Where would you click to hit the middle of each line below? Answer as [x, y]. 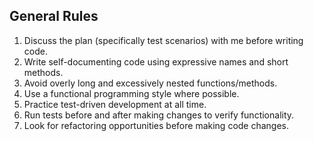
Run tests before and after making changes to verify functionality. [159, 115]
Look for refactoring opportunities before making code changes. [156, 125]
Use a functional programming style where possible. [131, 93]
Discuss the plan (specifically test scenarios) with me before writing [163, 40]
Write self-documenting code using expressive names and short [156, 61]
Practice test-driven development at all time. [115, 104]
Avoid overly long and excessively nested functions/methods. [150, 83]
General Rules [54, 16]
